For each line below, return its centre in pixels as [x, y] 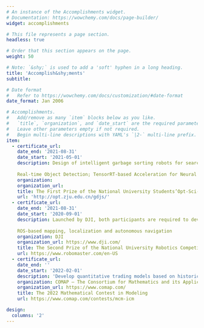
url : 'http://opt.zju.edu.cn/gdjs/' [64, 197]
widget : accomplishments [38, 23]
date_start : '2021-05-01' [50, 158]
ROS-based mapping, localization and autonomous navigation [95, 231]
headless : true [25, 40]
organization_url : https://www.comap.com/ [72, 288]
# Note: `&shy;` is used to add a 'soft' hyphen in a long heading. [95, 68]
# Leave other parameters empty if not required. [73, 129]
